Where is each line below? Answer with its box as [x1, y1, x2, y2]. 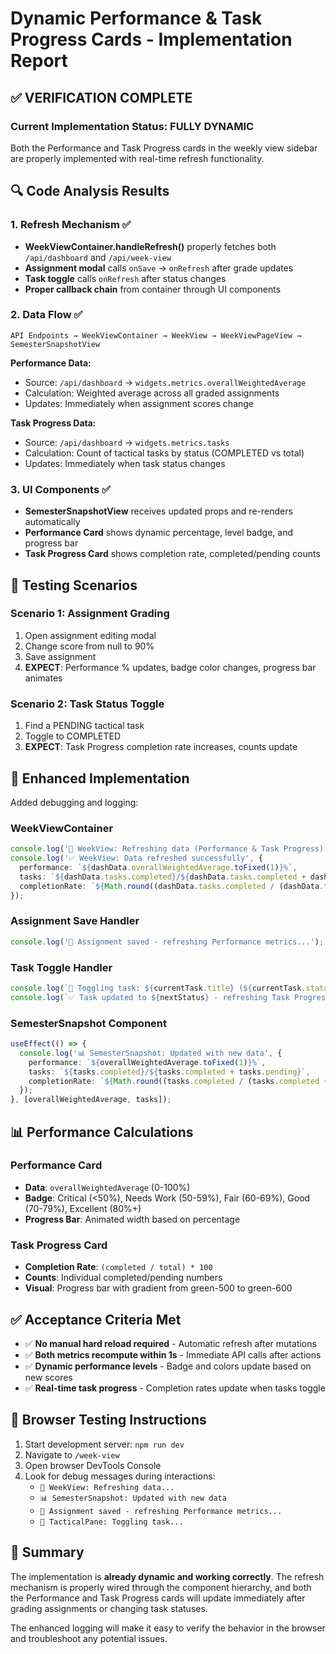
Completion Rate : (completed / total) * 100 [24, 1261, 213, 1273]
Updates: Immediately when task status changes [24, 457, 226, 469]
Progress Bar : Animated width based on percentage [24, 1213, 241, 1225]
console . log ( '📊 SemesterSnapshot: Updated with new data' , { [19, 1048, 283, 1058]
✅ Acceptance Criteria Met [10, 1311, 182, 1328]
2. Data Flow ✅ [10, 308, 83, 322]
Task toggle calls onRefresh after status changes [24, 272, 227, 284]
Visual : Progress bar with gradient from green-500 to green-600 [24, 1282, 293, 1294]
